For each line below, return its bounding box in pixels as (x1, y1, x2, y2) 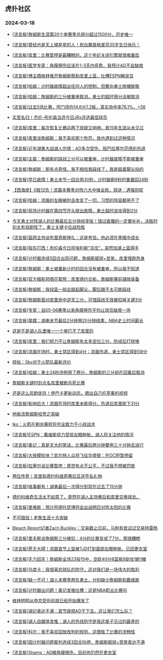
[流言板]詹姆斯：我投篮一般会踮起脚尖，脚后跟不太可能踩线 (12, 286, 131, 292)
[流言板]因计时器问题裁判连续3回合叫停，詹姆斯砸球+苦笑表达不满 (12, 639, 145, 645)
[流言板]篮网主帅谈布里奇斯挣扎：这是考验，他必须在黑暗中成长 (12, 234, 140, 240)
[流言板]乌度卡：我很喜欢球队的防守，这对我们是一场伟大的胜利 (12, 566, 140, 572)
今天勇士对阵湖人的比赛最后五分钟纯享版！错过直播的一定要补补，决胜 (12, 218, 154, 224)
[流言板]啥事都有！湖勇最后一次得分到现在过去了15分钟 (12, 483, 123, 489)
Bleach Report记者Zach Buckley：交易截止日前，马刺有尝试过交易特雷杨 (12, 525, 158, 531)
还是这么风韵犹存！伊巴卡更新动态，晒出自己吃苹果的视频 (12, 390, 128, 396)
